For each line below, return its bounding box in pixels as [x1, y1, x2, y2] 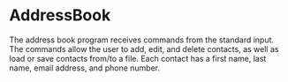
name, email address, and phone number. [9, 63, 161, 73]
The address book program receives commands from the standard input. [9, 34, 275, 45]
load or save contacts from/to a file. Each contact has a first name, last [9, 53, 267, 63]
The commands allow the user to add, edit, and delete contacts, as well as [9, 43, 279, 54]
